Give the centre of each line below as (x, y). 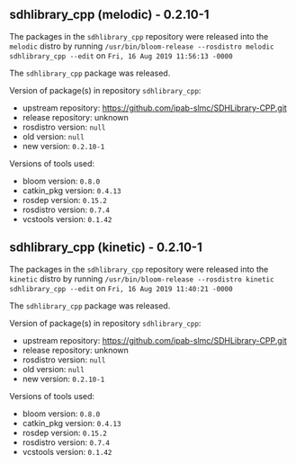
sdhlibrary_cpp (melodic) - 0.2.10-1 (109, 15)
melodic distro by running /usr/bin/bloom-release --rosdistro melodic (142, 46)
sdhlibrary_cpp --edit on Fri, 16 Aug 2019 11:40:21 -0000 (121, 288)
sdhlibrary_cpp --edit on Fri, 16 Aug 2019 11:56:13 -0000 (121, 55)
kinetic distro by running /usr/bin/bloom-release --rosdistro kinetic (142, 279)
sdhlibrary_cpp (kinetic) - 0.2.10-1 (106, 248)
